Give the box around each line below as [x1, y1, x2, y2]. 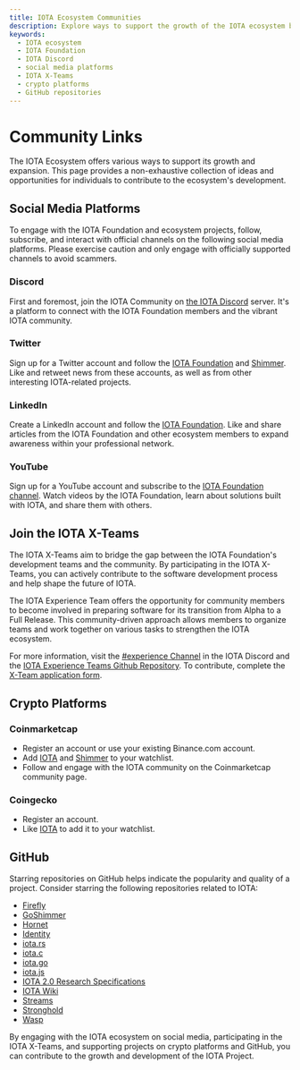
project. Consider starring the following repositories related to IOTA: [9, 883, 259, 894]
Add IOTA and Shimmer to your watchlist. [21, 752, 174, 763]
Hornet [21, 919, 49, 930]
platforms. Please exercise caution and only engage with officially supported [9, 243, 291, 255]
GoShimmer [21, 910, 67, 921]
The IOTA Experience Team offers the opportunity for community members [9, 596, 286, 607]
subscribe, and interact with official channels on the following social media [9, 234, 284, 245]
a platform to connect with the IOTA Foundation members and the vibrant [9, 305, 279, 316]
